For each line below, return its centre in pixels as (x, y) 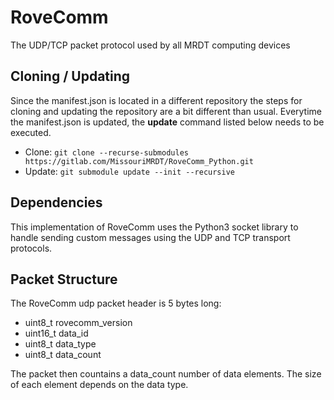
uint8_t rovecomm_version (78, 323)
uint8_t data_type (60, 344)
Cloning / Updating (70, 76)
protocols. (31, 248)
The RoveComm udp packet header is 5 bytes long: (116, 303)
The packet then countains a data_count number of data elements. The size (166, 374)
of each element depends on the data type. (99, 385)
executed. (31, 132)
